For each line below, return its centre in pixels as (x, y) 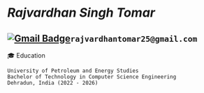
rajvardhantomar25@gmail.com (134, 39)
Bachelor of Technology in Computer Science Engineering (92, 77)
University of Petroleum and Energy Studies (73, 71)
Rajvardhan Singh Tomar (81, 13)
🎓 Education (26, 56)
